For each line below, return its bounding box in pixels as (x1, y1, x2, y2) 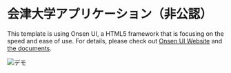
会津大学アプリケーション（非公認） (7, 6, 212, 22)
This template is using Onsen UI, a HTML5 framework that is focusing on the (7, 29, 224, 38)
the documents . (7, 44, 52, 52)
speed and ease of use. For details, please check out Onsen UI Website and (7, 36, 223, 45)
